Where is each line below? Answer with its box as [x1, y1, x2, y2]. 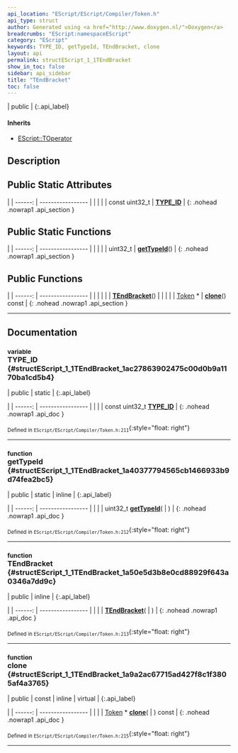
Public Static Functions [7, 226, 112, 238]
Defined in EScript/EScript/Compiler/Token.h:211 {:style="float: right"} [7, 423, 190, 433]
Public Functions [7, 272, 83, 284]
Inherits [7, 118, 31, 127]
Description [7, 155, 60, 167]
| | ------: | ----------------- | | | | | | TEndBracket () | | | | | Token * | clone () [7, 291, 227, 300]
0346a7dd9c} [7, 576, 57, 586]
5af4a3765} [7, 678, 50, 688]
